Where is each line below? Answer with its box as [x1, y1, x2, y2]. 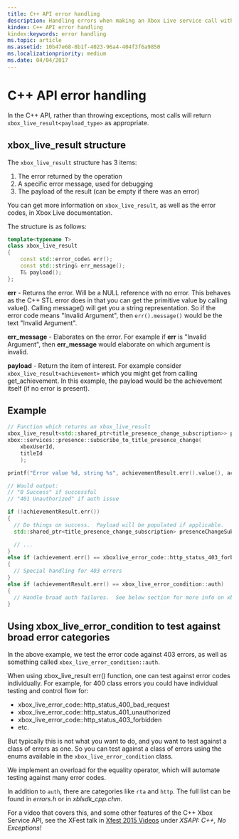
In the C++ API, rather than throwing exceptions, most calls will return [7, 111, 211, 120]
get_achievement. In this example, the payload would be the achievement [7, 376, 223, 385]
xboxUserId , [20, 443, 55, 450]
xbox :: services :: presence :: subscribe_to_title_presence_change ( [7, 437, 202, 444]
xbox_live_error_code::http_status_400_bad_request [17, 700, 170, 709]
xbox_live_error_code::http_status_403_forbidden [17, 716, 162, 724]
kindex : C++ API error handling [7, 23, 103, 31]
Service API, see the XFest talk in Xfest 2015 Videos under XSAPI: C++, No [7, 816, 226, 825]
